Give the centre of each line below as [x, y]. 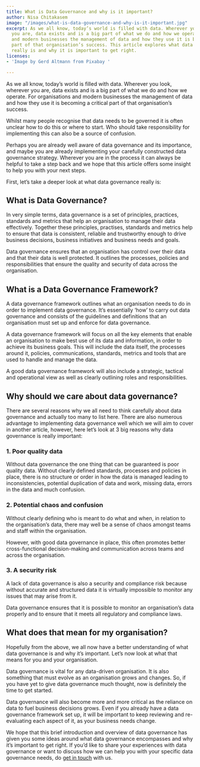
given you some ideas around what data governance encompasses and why [100, 738]
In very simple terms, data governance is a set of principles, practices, [93, 215]
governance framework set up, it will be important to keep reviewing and [95, 714]
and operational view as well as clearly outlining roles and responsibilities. [97, 378]
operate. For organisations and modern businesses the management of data [99, 97]
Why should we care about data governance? [92, 396]
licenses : [18, 56]
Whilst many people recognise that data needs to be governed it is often [95, 120]
